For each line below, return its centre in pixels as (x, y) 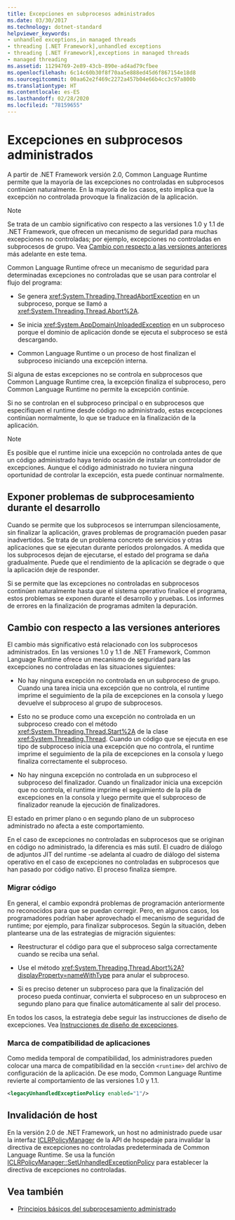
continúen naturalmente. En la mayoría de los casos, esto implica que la (111, 189)
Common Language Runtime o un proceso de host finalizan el (107, 353)
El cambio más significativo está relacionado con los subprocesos (102, 644)
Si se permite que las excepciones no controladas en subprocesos (103, 583)
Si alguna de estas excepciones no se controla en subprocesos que (105, 374)
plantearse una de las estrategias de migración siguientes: (92, 933)
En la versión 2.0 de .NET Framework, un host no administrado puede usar (115, 1132)
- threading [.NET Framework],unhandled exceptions (84, 46)
